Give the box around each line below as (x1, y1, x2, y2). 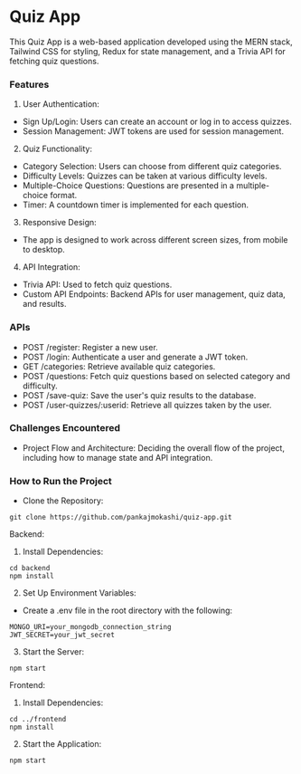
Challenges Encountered (9, 422, 120, 435)
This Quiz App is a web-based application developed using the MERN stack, (9, 36, 293, 47)
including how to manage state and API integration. (22, 452, 213, 463)
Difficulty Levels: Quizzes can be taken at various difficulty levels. (22, 170, 268, 182)
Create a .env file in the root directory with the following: (22, 605, 233, 616)
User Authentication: (22, 99, 99, 110)
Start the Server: (22, 646, 84, 657)
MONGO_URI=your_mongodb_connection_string (9, 623, 172, 632)
